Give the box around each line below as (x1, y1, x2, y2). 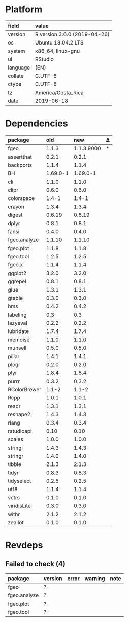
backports (8, 161, 33, 168)
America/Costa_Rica (35, 88, 84, 96)
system (8, 47, 25, 54)
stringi (8, 444, 23, 451)
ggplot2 (8, 270, 27, 277)
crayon (8, 203, 24, 210)
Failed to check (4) (5, 560, 66, 568)
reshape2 (8, 411, 31, 418)
